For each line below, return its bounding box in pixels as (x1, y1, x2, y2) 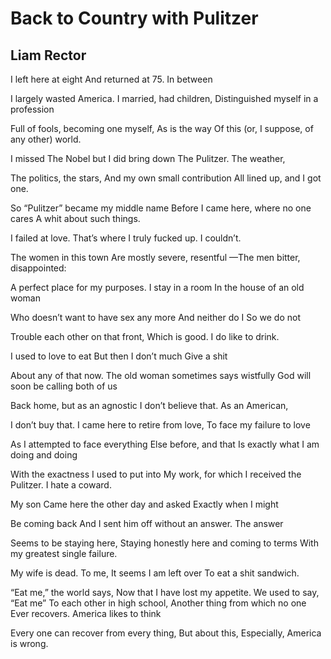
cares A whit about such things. (10, 213, 141, 224)
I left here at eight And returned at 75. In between (10, 73, 213, 85)
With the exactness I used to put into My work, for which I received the (10, 468, 302, 480)
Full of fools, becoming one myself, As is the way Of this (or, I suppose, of (10, 123, 314, 134)
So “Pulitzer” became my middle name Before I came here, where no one (10, 202, 312, 214)
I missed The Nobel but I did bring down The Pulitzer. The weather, (10, 153, 286, 164)
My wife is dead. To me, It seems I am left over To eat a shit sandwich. (10, 567, 300, 579)
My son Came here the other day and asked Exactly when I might (10, 498, 279, 510)
